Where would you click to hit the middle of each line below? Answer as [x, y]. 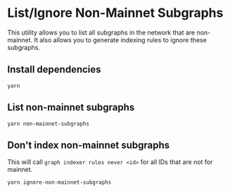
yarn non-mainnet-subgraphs [49, 124]
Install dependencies [54, 69]
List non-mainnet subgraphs [71, 107]
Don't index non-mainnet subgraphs [89, 145]
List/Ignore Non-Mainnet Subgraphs [115, 13]
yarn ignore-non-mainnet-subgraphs [59, 182]
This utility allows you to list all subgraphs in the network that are [101, 32]
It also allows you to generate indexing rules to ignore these [121, 39]
